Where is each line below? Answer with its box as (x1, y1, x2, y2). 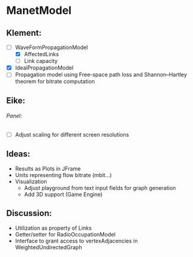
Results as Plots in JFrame (15, 164, 81, 172)
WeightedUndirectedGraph (15, 243, 82, 251)
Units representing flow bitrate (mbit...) (15, 171, 112, 178)
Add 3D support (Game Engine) (24, 190, 103, 198)
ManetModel (6, 4, 71, 18)
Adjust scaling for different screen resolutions (15, 131, 129, 138)
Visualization (15, 178, 47, 185)
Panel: (6, 112, 22, 120)
